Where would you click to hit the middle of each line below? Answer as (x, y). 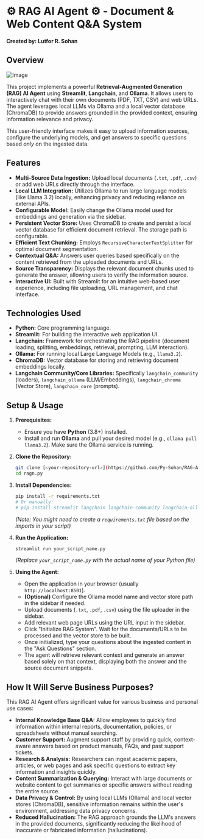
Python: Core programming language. (63, 328)
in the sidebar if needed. (55, 603)
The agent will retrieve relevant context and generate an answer (104, 655)
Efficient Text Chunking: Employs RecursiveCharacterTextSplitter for (104, 242)
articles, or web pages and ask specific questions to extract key (95, 765)
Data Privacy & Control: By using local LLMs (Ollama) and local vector (103, 798)
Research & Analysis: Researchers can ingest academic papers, (96, 759)
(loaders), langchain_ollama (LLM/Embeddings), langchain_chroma (98, 380)
